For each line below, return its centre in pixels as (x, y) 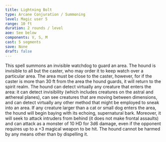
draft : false (19, 51)
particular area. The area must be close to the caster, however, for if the (79, 76)
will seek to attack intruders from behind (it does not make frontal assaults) (82, 118)
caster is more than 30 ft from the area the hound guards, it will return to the (83, 81)
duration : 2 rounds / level (34, 28)
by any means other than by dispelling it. (47, 134)
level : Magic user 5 (27, 19)
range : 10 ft (19, 24)
